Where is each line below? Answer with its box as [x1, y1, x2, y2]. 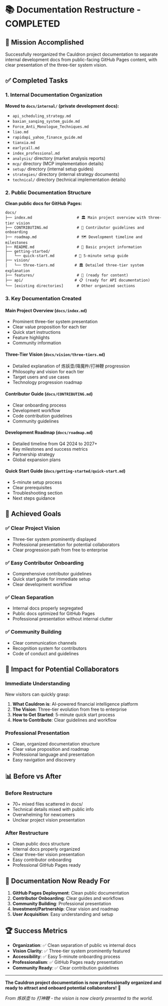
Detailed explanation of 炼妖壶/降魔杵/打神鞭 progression [12, 363, 130, 369]
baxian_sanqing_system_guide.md [12, 119, 80, 124]
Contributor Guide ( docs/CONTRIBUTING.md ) [5, 390, 93, 396]
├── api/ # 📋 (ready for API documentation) [5, 278, 150, 283]
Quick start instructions [12, 329, 61, 335]
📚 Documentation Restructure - [5, 4, 141, 16]
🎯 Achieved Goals [5, 510, 61, 518]
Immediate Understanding [5, 680, 70, 687]
